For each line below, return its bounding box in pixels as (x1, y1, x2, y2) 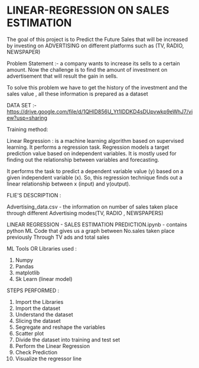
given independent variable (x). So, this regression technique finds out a (6, 174, 182, 181)
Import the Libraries (15, 298, 64, 305)
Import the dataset (15, 305, 61, 312)
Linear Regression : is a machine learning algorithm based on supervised (6, 137, 184, 144)
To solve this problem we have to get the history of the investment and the (6, 84, 188, 91)
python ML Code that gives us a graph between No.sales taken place (6, 227, 175, 234)
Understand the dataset (15, 311, 73, 318)
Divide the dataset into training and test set (15, 336, 120, 343)
